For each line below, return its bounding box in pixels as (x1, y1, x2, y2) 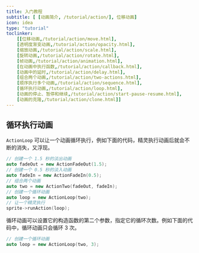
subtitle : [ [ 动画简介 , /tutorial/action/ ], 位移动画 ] (6, 14, 137, 20)
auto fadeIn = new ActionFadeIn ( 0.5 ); (6, 173, 102, 179)
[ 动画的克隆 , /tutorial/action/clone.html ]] (17, 96, 121, 102)
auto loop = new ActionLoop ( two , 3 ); (6, 242, 99, 248)
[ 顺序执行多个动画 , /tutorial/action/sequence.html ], (17, 80, 143, 86)
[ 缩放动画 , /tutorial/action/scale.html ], (17, 47, 117, 53)
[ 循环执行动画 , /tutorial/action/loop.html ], (17, 86, 123, 92)
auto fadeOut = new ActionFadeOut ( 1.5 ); (6, 161, 108, 167)
